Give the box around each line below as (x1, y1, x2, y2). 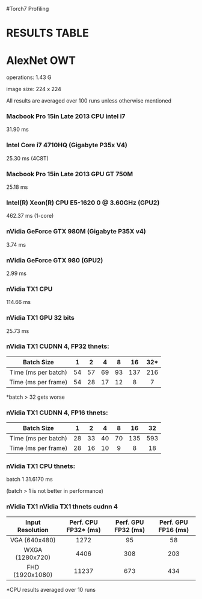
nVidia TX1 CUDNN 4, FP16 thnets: (6, 408, 108, 417)
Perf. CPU (69, 518, 98, 527)
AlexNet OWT (6, 54, 76, 68)
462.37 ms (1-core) (6, 212, 54, 220)
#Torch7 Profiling (6, 5, 49, 12)
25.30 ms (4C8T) (6, 154, 49, 162)
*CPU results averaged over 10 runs (6, 586, 96, 593)
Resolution (17, 525, 49, 534)
